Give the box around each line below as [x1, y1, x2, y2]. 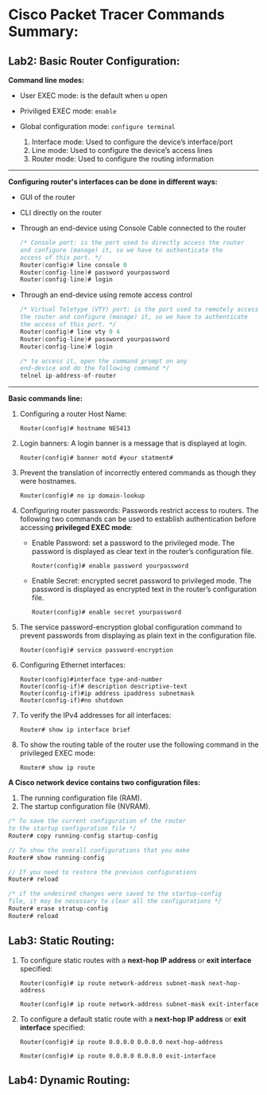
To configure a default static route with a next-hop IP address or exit [19, 1014, 246, 1023]
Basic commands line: [8, 394, 83, 403]
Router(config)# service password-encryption [19, 646, 173, 654]
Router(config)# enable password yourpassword [31, 562, 189, 571]
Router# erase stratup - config [8, 905, 109, 912]
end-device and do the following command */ [19, 364, 170, 372]
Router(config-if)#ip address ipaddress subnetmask [19, 689, 195, 698]
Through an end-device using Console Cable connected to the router [19, 223, 246, 233]
